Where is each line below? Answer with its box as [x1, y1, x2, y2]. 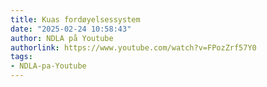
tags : [10, 52, 33, 62]
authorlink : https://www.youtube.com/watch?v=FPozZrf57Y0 [10, 42, 257, 53]
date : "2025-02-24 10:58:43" [10, 24, 132, 34]
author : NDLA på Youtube [10, 33, 114, 43]
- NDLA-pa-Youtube [10, 61, 87, 71]
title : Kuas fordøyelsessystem [10, 14, 141, 25]
